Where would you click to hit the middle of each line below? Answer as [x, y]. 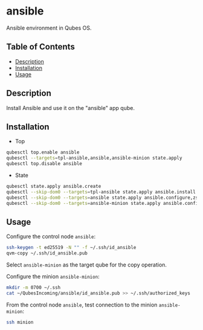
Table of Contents [41, 47]
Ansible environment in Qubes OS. [49, 28]
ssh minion [20, 322]
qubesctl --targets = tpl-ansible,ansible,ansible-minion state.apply [94, 158]
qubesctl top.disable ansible [44, 164]
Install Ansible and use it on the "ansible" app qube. [70, 108]
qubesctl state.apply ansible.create [54, 186]
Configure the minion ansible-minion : [53, 277]
